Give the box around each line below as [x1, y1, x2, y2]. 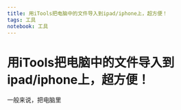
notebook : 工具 [7, 23, 49, 30]
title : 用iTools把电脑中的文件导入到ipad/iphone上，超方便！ [7, 10, 168, 17]
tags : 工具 [7, 16, 36, 23]
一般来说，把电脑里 [7, 96, 62, 104]
